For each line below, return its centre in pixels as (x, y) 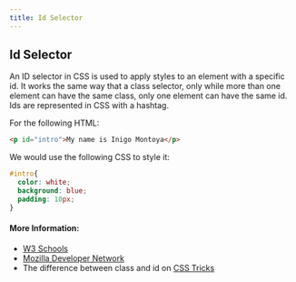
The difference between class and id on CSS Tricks (118, 267)
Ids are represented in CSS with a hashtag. (89, 106)
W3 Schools (45, 248)
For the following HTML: (54, 123)
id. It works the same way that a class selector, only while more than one (145, 86)
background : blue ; (53, 191)
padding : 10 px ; (46, 199)
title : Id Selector (46, 18)
